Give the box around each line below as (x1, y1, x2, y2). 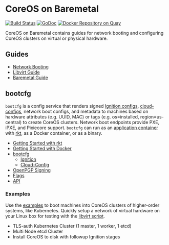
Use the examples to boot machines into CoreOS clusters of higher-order (5, 202, 160, 208)
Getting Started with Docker (12, 145, 72, 151)
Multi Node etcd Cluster (12, 228, 64, 234)
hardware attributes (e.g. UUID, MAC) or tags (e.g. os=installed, (5, 113, 139, 120)
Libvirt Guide (12, 69, 40, 75)
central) (5, 119, 22, 125)
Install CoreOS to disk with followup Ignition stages (12, 233, 120, 240)
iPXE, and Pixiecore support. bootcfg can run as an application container (5, 125, 159, 131)
